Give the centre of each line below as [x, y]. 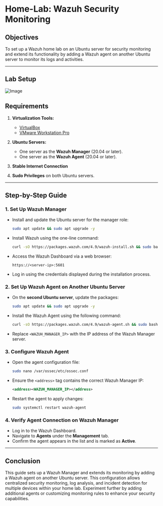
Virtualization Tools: [33, 118]
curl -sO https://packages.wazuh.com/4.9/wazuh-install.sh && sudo [82, 247]
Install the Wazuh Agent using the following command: [66, 316]
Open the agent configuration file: [46, 362]
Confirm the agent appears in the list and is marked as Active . [74, 441]
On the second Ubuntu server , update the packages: [65, 298]
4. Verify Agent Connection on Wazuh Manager [62, 420]
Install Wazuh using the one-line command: [55, 238]
